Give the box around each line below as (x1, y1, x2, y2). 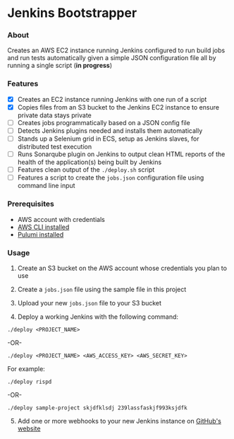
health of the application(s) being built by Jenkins (17, 158, 162, 167)
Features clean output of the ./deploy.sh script (17, 165, 155, 174)
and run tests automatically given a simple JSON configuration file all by (7, 54, 216, 62)
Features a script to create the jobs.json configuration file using (17, 173, 204, 182)
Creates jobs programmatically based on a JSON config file (17, 118, 190, 127)
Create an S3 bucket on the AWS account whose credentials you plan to (17, 264, 228, 272)
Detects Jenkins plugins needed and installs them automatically (17, 126, 203, 135)
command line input (17, 182, 75, 190)
